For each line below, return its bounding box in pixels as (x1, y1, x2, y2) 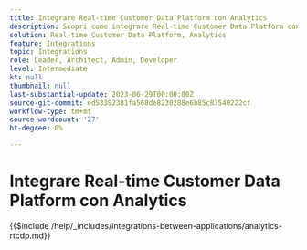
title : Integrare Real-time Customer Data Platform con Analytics (9, 13, 268, 23)
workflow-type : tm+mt (9, 107, 92, 116)
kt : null (9, 73, 43, 82)
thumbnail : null (9, 81, 71, 90)
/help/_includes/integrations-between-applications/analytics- (50, 220, 283, 231)
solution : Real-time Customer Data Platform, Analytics (9, 30, 227, 39)
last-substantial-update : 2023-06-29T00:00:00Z (9, 89, 195, 99)
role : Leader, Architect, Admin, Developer (9, 56, 178, 65)
